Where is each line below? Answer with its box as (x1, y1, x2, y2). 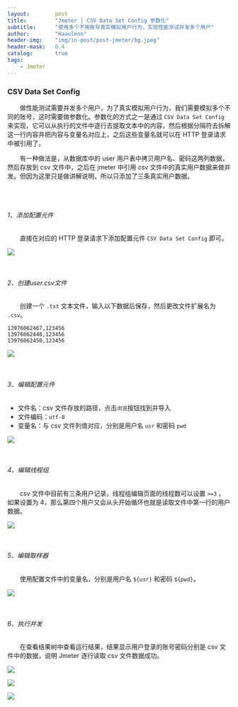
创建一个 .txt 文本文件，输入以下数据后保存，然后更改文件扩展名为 (20, 302, 216, 311)
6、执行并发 (7, 619, 42, 628)
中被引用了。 (7, 139, 45, 147)
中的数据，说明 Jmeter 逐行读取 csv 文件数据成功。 (13, 652, 164, 660)
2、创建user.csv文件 (7, 278, 67, 287)
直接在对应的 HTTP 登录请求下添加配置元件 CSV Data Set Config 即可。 (20, 234, 228, 243)
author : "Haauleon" (7, 30, 87, 38)
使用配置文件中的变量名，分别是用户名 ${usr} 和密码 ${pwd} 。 (20, 574, 200, 583)
